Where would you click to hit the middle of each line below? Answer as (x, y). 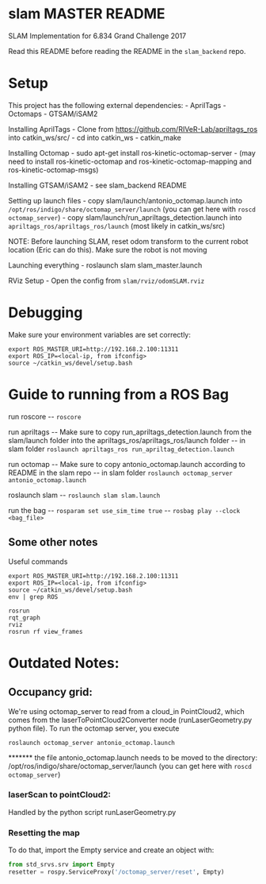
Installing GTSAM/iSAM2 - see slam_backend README (98, 185)
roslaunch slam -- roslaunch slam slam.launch (84, 495)
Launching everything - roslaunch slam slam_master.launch (105, 265)
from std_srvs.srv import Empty (61, 865)
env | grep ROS (33, 596)
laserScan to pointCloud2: (60, 795)
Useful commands (38, 562)
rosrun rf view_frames (46, 631)
